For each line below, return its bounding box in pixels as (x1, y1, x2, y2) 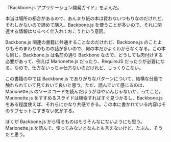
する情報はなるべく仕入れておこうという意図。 (9, 28, 108, 34)
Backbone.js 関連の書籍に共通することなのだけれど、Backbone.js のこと (5, 39, 158, 45)
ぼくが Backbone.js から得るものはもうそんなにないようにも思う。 (5, 118, 145, 125)
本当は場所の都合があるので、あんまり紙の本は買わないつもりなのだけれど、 (5, 15, 166, 22)
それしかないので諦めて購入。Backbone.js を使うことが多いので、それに (5, 22, 158, 28)
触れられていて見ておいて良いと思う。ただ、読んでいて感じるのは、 (5, 82, 147, 88)
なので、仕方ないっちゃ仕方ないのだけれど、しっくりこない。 (14, 65, 144, 71)
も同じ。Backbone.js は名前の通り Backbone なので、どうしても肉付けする (5, 52, 163, 58)
